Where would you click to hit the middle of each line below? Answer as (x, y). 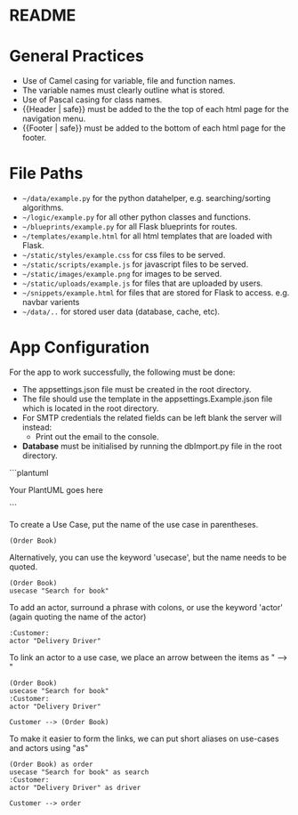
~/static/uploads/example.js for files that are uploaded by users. (142, 283)
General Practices (77, 56)
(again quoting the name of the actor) (78, 617)
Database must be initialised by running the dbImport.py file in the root (152, 446)
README (43, 16)
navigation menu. (54, 119)
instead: (37, 427)
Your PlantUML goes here (56, 490)
